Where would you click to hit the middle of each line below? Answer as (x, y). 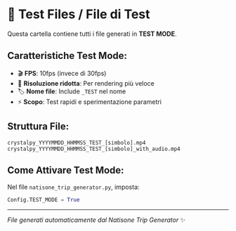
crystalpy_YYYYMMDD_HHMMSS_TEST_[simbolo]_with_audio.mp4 (94, 149)
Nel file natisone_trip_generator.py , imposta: (73, 187)
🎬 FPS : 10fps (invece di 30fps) (62, 73)
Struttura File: (38, 127)
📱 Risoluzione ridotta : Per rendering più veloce (86, 83)
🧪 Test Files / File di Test (79, 14)
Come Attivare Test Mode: (66, 170)
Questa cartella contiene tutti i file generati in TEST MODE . (92, 34)
